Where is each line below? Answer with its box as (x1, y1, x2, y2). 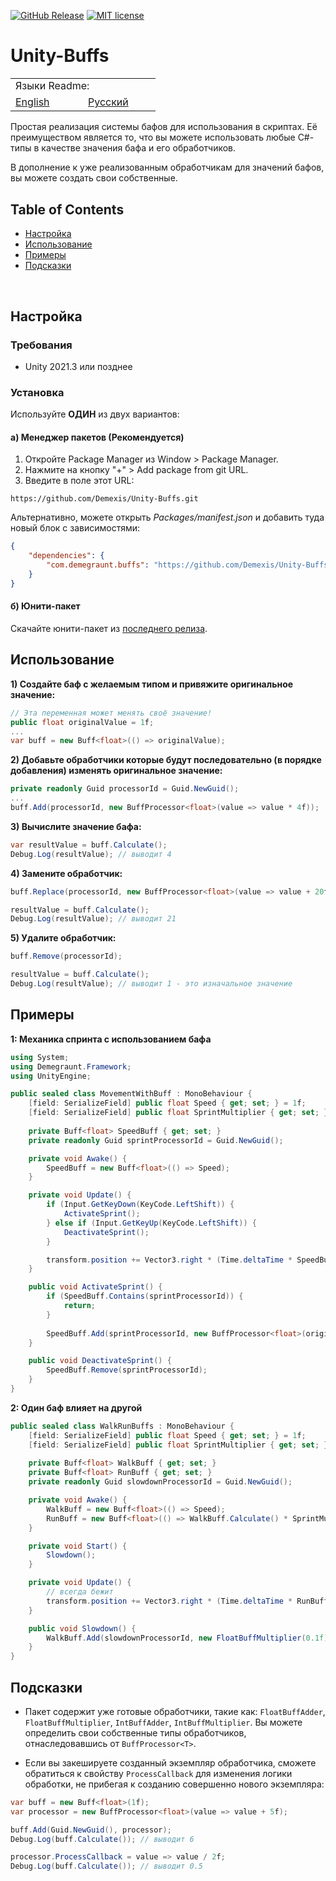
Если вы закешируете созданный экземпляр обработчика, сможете (24, 1756, 317, 1769)
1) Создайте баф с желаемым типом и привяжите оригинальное (10, 678, 294, 690)
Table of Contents (10, 201, 125, 218)
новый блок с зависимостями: (10, 522, 141, 534)
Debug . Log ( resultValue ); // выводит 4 (10, 849, 172, 859)
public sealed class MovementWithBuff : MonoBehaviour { (10, 1089, 253, 1099)
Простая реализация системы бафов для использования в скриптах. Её (10, 121, 318, 133)
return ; (63, 1301, 97, 1311)
